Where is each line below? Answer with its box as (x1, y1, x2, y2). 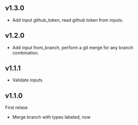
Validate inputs (12, 77, 43, 83)
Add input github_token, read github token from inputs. (12, 17, 124, 23)
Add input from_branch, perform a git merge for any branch (12, 44, 134, 50)
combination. (12, 49, 39, 56)
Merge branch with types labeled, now (12, 114, 91, 120)
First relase (5, 105, 28, 111)
